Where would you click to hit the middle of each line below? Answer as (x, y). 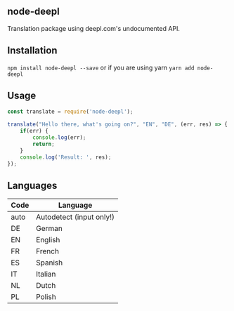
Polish (46, 297)
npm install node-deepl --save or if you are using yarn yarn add (101, 67)
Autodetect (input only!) (75, 217)
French (48, 251)
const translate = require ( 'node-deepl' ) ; (70, 112)
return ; (44, 144)
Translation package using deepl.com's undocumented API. (94, 28)
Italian (46, 274)
